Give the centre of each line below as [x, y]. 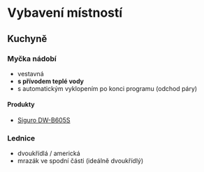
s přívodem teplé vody [51, 81]
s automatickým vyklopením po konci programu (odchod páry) [107, 88]
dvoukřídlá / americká [49, 153]
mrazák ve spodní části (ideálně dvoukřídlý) [80, 161]
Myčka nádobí [32, 59]
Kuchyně [27, 39]
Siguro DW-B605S [44, 120]
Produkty [21, 105]
